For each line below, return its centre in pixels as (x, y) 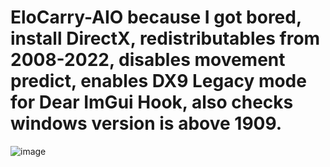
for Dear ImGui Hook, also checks (152, 102)
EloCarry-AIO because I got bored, (156, 17)
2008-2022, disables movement (148, 60)
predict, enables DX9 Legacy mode (158, 81)
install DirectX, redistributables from (165, 38)
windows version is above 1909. (146, 123)
